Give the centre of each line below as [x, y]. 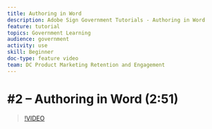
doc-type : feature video [43, 59]
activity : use [28, 46]
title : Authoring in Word [44, 13]
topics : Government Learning [49, 33]
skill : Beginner [30, 52]
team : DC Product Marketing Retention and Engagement [86, 65]
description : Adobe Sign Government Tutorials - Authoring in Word [106, 20]
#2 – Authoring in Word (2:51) [93, 99]
